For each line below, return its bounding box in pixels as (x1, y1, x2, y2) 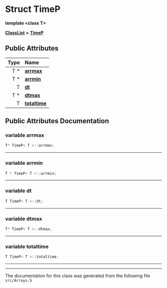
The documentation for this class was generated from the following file (5, 273, 151, 279)
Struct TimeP (5, 3, 61, 15)
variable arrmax (5, 132, 45, 139)
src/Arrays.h (5, 278, 32, 283)
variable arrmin (5, 160, 43, 167)
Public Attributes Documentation (5, 117, 109, 125)
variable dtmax (5, 215, 42, 222)
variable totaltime (5, 243, 49, 250)
